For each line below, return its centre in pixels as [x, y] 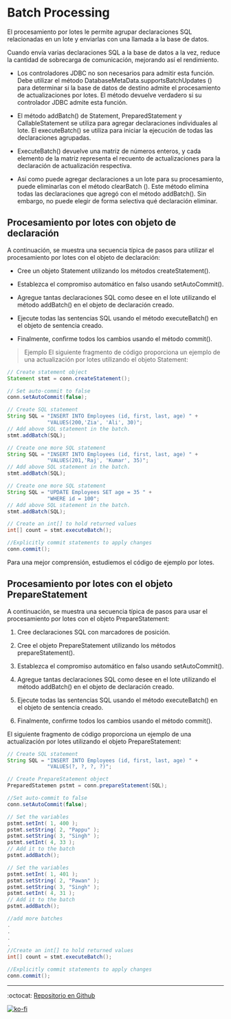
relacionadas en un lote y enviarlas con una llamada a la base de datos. [108, 39]
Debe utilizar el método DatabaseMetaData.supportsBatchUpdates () [114, 80]
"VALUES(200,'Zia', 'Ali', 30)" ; [95, 422]
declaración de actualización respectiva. [74, 165]
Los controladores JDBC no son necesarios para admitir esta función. [115, 73]
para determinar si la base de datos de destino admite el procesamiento [119, 88]
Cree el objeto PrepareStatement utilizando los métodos [96, 645]
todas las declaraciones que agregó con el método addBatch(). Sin [111, 194]
